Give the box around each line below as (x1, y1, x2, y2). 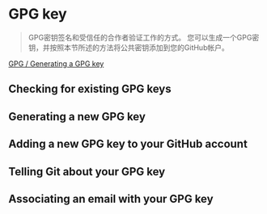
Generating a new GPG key (8, 110, 146, 124)
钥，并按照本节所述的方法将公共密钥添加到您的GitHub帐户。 (28, 42, 229, 52)
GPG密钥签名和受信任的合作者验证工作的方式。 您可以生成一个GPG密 (28, 32, 260, 42)
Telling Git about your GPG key (8, 165, 166, 178)
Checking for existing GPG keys (8, 82, 172, 96)
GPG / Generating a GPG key (8, 58, 104, 69)
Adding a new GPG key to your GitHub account (8, 137, 248, 151)
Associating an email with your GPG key (8, 191, 214, 206)
